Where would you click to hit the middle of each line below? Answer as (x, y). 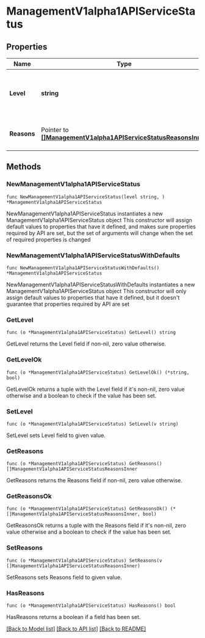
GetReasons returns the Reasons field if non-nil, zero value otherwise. (95, 480)
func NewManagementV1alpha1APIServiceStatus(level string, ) (86, 197)
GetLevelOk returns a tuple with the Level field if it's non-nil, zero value (95, 389)
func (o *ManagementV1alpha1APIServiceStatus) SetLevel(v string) (92, 424)
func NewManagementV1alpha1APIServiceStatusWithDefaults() (83, 268)
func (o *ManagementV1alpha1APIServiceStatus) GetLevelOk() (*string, (98, 372)
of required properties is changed (49, 239)
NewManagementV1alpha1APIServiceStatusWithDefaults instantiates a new (101, 285)
